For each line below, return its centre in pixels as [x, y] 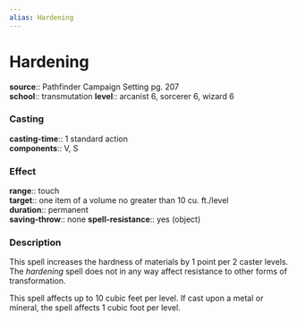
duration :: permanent [49, 210]
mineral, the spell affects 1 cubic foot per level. [95, 308]
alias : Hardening [42, 17]
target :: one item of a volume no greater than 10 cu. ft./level [119, 200]
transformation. [38, 281]
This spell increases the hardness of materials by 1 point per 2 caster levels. [149, 262]
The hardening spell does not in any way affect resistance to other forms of [148, 271]
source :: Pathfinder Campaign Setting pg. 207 [94, 87]
